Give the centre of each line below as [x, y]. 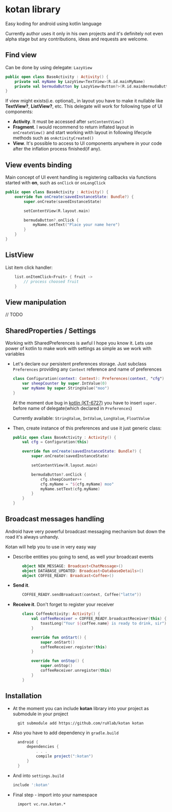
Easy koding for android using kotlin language [53, 24]
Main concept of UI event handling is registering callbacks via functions [81, 177]
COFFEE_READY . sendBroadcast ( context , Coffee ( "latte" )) [82, 595]
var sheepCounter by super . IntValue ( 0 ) [65, 383]
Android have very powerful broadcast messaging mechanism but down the [85, 531]
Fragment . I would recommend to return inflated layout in [73, 127]
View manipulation [36, 302]
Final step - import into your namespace [55, 795]
